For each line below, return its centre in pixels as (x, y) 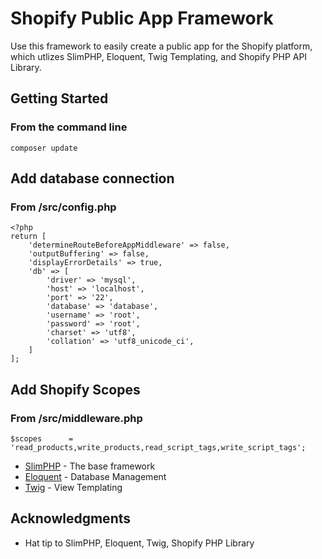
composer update (44, 148)
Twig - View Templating (73, 487)
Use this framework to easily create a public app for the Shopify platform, (161, 46)
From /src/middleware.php (76, 418)
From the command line (69, 127)
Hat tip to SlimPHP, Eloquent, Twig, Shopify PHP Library (139, 543)
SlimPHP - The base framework (90, 466)
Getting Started (59, 98)
